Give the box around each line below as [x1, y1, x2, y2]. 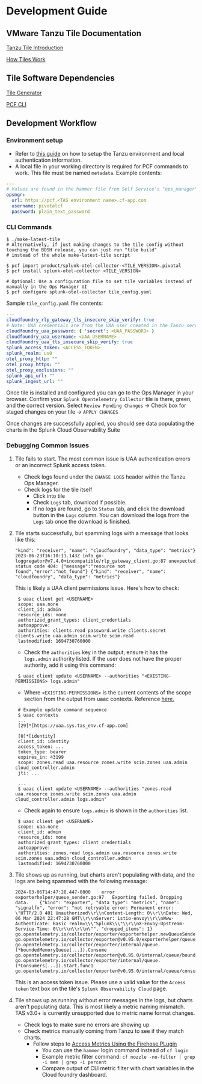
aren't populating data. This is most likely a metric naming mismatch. [14, 1003, 185, 1010]
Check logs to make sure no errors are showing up [23, 1021, 150, 1028]
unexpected [168, 558, 196, 564]
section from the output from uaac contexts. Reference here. [23, 695, 174, 702]
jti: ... [17, 770, 40, 776]
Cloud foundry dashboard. [41, 1071, 108, 1078]
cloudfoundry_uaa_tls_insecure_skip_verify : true [6, 339, 133, 345]
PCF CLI [6, 100, 27, 108]
